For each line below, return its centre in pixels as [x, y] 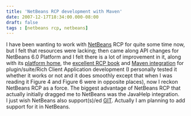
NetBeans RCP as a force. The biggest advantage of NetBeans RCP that [93, 88]
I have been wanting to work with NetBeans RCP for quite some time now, [95, 45]
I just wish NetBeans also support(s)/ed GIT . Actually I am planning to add [96, 101]
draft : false [22, 22]
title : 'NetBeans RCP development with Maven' [64, 11]
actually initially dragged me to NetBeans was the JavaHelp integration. [93, 94]
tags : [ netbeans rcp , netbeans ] [47, 28]
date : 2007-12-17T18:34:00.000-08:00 [52, 17]
